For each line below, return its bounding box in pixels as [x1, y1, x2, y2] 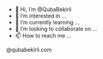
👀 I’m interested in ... [15, 12, 67, 19]
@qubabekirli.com [6, 46, 52, 53]
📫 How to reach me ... [15, 32, 71, 39]
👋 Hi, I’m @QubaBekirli [15, 6, 71, 13]
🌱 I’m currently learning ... [15, 19, 80, 26]
